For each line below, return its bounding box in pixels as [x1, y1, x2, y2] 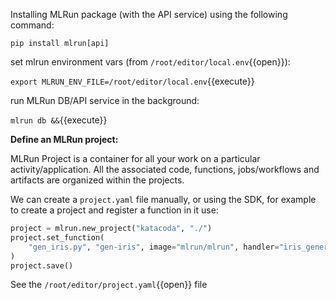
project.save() [10, 260, 74, 271]
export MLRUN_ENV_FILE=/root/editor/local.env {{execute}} [10, 75, 255, 87]
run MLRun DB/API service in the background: [10, 95, 200, 106]
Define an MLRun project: [10, 134, 119, 145]
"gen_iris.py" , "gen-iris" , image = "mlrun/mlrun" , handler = [28, 242, 280, 252]
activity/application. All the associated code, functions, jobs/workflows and [10, 164, 320, 175]
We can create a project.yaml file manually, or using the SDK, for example [10, 194, 317, 205]
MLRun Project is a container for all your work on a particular [10, 153, 261, 164]
